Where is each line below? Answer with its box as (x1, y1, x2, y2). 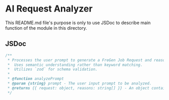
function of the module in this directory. (5, 25, 87, 31)
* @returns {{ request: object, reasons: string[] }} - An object (7, 85, 150, 90)
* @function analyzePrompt (7, 76, 64, 81)
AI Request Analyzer (5, 3, 93, 15)
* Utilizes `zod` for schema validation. (7, 67, 98, 72)
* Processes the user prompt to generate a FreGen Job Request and (7, 57, 152, 63)
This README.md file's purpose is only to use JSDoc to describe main (5, 20, 151, 26)
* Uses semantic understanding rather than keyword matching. (7, 62, 143, 67)
